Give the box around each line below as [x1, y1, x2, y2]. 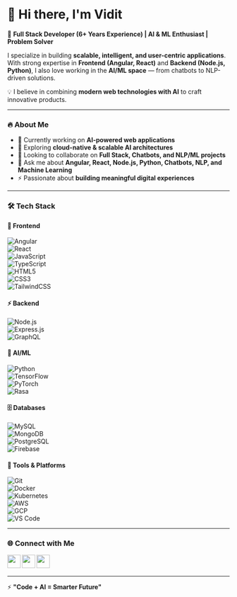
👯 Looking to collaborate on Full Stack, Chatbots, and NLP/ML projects [17, 151, 226, 159]
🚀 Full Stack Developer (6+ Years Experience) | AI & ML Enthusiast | [7, 30, 208, 38]
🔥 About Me [7, 120, 49, 130]
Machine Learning [17, 166, 73, 174]
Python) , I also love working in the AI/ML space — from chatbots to [7, 66, 205, 74]
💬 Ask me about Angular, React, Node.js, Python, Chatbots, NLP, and [17, 159, 222, 167]
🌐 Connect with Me [7, 538, 75, 548]
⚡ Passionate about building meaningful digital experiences [17, 174, 195, 183]
